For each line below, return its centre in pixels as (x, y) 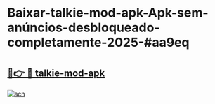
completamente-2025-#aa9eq (98, 43)
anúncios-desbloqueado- (84, 28)
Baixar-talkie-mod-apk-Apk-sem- (108, 13)
